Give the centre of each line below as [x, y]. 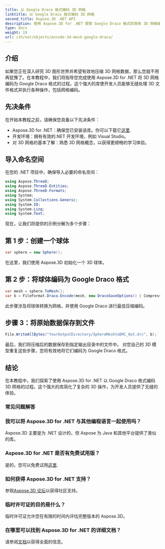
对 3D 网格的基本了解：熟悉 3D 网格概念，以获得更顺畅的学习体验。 [81, 142]
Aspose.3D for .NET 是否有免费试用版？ [53, 453]
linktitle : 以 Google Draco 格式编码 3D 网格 [50, 14]
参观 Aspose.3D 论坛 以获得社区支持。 [42, 490]
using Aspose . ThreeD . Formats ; [36, 191]
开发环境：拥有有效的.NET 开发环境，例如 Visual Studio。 [70, 136]
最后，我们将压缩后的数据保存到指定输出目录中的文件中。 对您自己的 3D [78, 345]
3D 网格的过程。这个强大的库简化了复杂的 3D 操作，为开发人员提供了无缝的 [82, 387]
